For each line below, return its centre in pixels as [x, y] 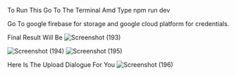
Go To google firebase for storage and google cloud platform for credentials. [118, 24]
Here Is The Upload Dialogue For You [61, 65]
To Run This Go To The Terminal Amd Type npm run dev [89, 10]
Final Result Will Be [35, 37]
